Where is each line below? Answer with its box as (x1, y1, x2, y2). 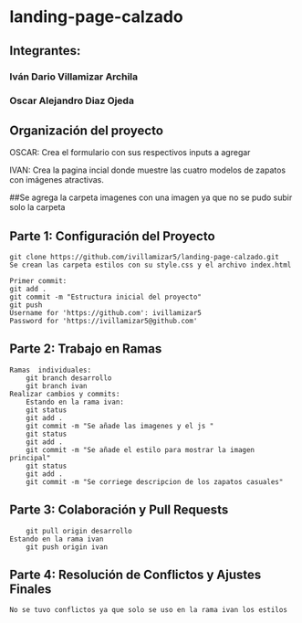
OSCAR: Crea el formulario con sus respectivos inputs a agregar (9, 147, 251, 158)
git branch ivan (26, 381, 89, 390)
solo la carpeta (9, 202, 66, 213)
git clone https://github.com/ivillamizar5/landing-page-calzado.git (9, 253, 280, 262)
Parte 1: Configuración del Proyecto (9, 228, 216, 244)
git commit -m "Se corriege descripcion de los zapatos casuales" (26, 477, 284, 486)
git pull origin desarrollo (26, 526, 132, 535)
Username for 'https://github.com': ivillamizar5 (9, 309, 203, 318)
